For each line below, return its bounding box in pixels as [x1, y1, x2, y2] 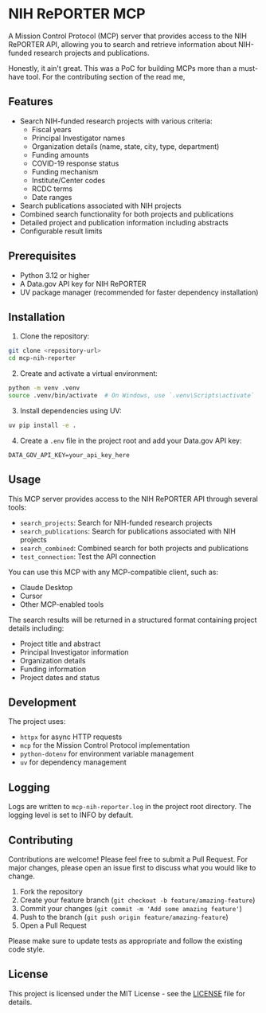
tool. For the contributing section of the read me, [25, 72, 186, 81]
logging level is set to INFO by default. [8, 810, 134, 820]
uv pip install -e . [8, 421, 77, 429]
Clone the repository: [19, 331, 90, 341]
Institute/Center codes [31, 175, 106, 185]
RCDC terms [31, 184, 73, 194]
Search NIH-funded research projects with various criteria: [19, 116, 213, 126]
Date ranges [31, 192, 72, 201]
